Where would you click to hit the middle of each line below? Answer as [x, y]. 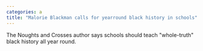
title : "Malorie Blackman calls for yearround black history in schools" [102, 18]
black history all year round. [41, 41]
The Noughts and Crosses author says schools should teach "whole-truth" [100, 35]
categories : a [24, 12]
